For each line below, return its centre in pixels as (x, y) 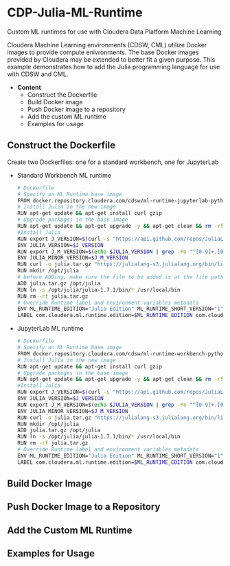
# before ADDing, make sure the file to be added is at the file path (120, 277)
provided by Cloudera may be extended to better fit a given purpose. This (111, 59)
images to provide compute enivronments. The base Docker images (103, 52)
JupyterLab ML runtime (50, 329)
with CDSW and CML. (38, 74)
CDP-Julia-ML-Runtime (75, 13)
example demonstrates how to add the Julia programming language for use (114, 67)
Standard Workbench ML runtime (64, 175)
